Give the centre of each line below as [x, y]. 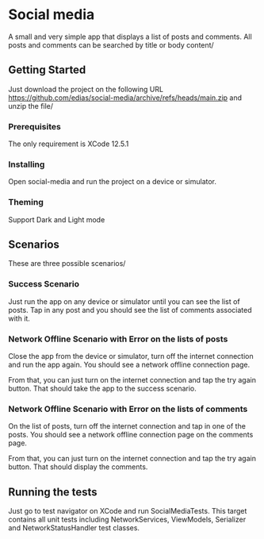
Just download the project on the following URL [86, 89]
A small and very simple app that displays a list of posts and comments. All [130, 37]
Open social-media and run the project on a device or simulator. [112, 182]
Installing [27, 164]
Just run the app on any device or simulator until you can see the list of [124, 301]
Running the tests [53, 492]
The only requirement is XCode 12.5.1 [69, 144]
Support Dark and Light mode [57, 219]
